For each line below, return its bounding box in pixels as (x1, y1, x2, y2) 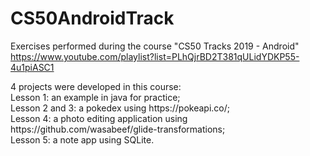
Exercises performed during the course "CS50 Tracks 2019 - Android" (10, 40, 300, 52)
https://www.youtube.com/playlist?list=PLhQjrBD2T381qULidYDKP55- (10, 50, 300, 62)
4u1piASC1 (10, 61, 55, 73)
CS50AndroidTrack (10, 7, 175, 30)
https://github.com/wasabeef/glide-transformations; (10, 123, 226, 135)
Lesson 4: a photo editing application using (10, 112, 188, 124)
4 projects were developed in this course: (10, 80, 182, 92)
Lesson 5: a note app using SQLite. (10, 133, 155, 146)
